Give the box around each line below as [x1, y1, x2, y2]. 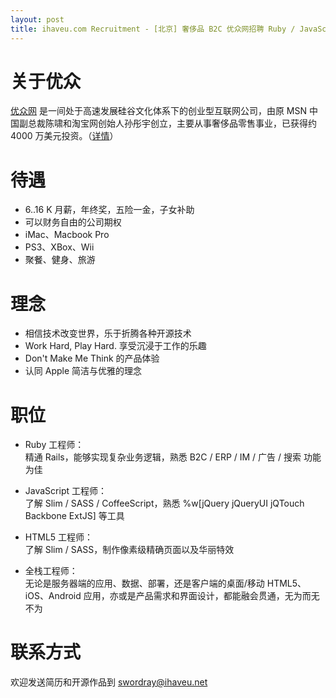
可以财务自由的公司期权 [24, 216, 122, 228]
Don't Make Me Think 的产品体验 [24, 352, 160, 365]
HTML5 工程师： [24, 531, 94, 543]
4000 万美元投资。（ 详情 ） [10, 130, 119, 142]
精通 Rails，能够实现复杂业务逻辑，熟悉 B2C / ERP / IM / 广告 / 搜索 [24, 451, 302, 463]
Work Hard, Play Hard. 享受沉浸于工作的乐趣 [24, 340, 207, 352]
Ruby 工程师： [24, 439, 85, 451]
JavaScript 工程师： [24, 485, 107, 497]
